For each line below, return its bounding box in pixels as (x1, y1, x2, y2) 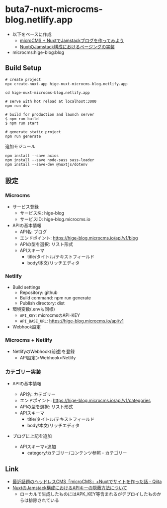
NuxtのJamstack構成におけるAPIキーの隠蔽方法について (12, 485, 128, 491)
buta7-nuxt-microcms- (5, 3, 103, 15)
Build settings (12, 284, 41, 290)
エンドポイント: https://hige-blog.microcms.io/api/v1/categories (19, 398, 151, 404)
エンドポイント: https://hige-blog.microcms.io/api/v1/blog (19, 235, 138, 241)
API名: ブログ (19, 229, 47, 235)
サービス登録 (12, 204, 39, 210)
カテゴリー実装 (5, 368, 41, 375)
